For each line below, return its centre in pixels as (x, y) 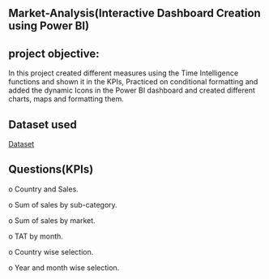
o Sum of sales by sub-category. (63, 204)
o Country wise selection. (51, 251)
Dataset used (43, 124)
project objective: (54, 53)
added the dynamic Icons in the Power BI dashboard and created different (132, 90)
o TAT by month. (36, 236)
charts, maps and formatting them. (66, 99)
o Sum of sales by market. (52, 220)
